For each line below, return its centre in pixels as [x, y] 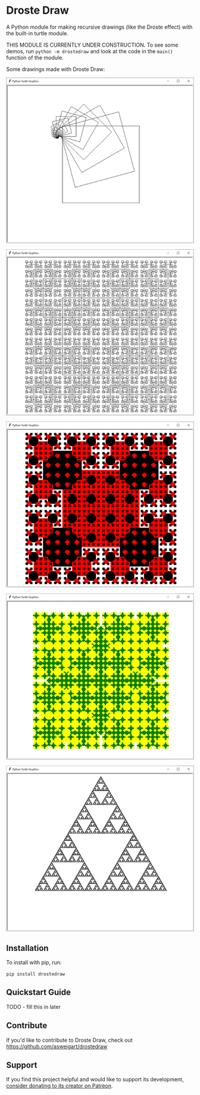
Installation [27, 948]
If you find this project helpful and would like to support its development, [95, 1079]
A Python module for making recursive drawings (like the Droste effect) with [99, 27]
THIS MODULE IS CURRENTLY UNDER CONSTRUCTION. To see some [92, 45]
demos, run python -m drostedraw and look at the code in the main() [90, 51]
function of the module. [35, 57]
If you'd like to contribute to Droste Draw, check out [69, 1040]
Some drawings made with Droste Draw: [56, 69]
